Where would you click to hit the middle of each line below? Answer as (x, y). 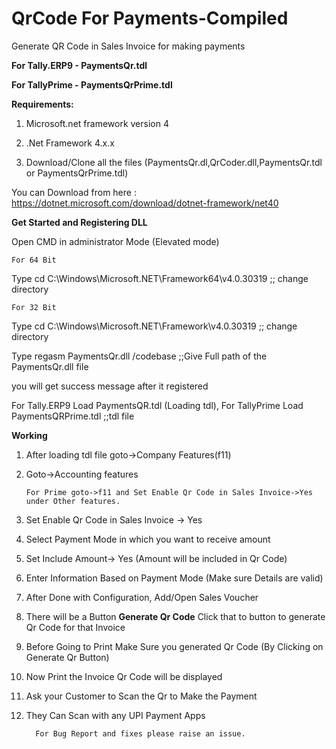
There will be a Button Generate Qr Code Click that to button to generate (175, 616)
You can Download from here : (74, 192)
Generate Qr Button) (67, 657)
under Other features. (73, 501)
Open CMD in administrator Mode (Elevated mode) (115, 241)
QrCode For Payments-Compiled (150, 18)
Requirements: (42, 104)
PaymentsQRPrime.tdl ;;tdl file (73, 416)
